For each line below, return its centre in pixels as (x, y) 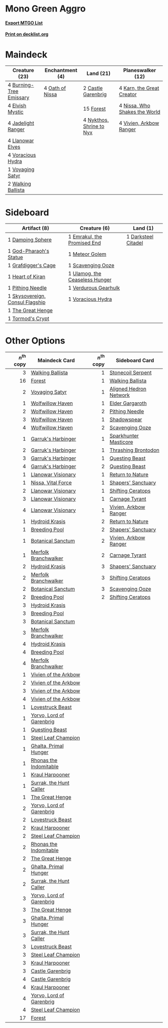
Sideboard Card (135, 360)
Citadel (135, 243)
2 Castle (93, 88)
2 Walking (19, 184)
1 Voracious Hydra (90, 299)
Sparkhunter (124, 436)
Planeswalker (140, 71)
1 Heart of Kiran (26, 277)
